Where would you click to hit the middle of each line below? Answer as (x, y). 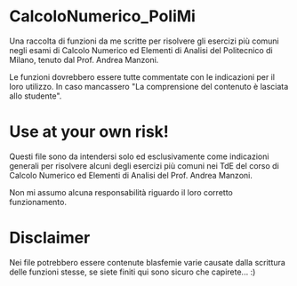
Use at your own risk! (89, 132)
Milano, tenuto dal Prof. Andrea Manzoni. (84, 60)
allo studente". (36, 96)
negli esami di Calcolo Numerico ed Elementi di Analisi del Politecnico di (141, 50)
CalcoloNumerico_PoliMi (102, 16)
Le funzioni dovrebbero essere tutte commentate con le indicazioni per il (142, 76)
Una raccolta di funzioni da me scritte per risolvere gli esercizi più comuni (144, 41)
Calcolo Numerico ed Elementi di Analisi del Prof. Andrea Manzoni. (131, 175)
